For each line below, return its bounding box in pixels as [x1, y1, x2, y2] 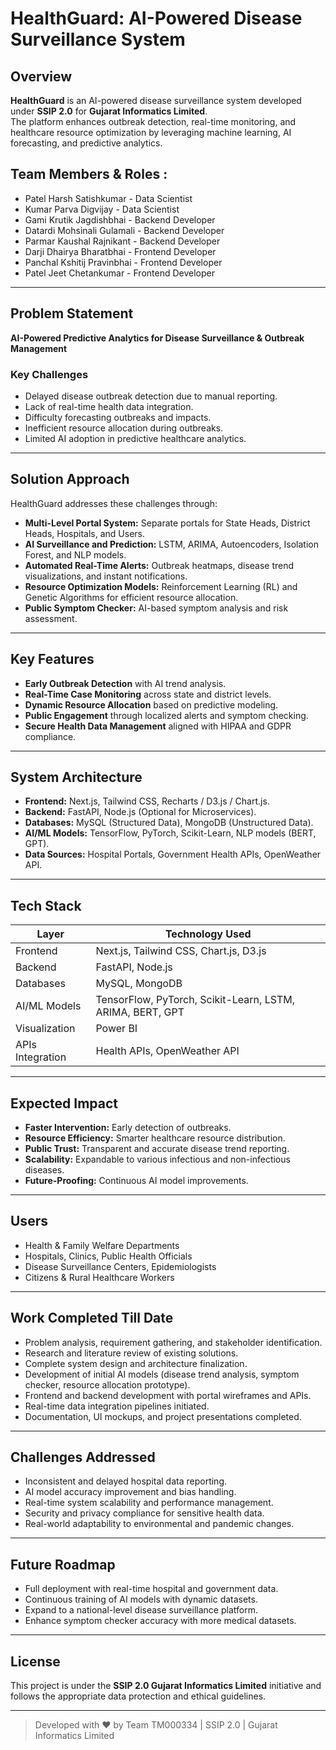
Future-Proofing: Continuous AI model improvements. [24, 1174, 249, 1186]
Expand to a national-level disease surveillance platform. [24, 1604, 258, 1616]
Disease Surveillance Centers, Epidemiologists [24, 1260, 217, 1272]
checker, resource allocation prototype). [24, 1378, 191, 1391]
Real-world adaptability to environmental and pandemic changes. [24, 1518, 295, 1530]
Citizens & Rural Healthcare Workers [24, 1271, 175, 1283]
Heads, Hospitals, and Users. [24, 527, 146, 539]
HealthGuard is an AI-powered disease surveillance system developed [10, 95, 302, 106]
